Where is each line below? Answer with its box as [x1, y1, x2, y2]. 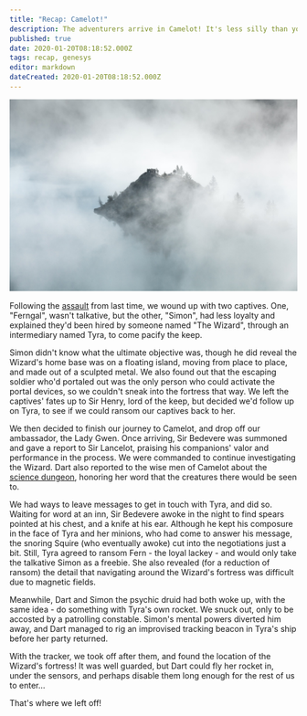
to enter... [9, 679, 46, 690]
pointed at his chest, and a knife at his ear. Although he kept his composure [9, 518, 294, 529]
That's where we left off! [9, 697, 102, 708]
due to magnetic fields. [9, 576, 96, 587]
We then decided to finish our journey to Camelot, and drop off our [9, 423, 260, 434]
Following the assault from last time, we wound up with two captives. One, [9, 300, 290, 311]
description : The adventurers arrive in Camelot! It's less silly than [9, 24, 288, 34]
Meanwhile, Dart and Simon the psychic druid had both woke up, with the [9, 594, 286, 605]
